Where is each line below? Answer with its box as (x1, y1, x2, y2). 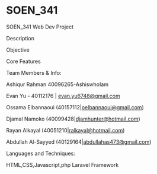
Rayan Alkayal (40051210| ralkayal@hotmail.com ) (6, 126, 125, 134)
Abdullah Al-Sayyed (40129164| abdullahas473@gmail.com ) (6, 138, 152, 145)
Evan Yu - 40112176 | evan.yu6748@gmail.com (6, 92, 120, 99)
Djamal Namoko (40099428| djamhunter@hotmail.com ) (6, 115, 140, 122)
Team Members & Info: (6, 69, 62, 76)
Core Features (6, 58, 41, 65)
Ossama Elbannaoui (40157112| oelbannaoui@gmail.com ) (6, 103, 144, 110)
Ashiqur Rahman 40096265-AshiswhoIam (6, 81, 108, 88)
